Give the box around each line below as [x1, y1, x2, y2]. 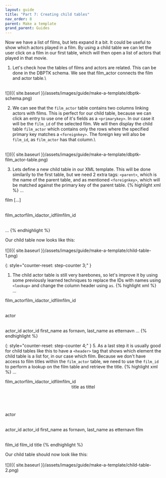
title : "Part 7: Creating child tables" [5, 12, 90, 17]
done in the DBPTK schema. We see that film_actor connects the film [12, 70, 153, 76]
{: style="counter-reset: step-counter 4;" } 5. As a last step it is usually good [5, 343, 161, 349]
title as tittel [71, 384, 95, 390]
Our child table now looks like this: [5, 237, 75, 243]
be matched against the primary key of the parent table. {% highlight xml [12, 182, 161, 188]
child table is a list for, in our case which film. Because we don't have [5, 353, 146, 359]
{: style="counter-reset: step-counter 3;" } [5, 262, 92, 268]
